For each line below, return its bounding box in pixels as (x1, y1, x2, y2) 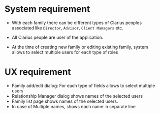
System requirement (4, 3, 91, 15)
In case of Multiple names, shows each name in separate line (11, 103, 136, 109)
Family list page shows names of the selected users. (11, 98, 119, 104)
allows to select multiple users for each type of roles (11, 49, 119, 55)
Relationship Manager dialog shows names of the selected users (11, 93, 143, 99)
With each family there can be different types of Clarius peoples (11, 20, 142, 26)
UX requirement (4, 66, 71, 78)
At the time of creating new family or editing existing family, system (11, 44, 148, 50)
